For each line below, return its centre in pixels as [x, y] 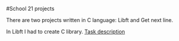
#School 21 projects [30, 9]
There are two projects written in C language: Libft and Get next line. [90, 20]
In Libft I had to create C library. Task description [66, 31]
